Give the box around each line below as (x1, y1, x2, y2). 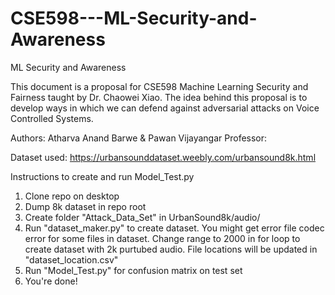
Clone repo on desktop (24, 190, 120, 202)
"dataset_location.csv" (24, 253, 119, 266)
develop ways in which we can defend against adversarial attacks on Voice (10, 102, 320, 114)
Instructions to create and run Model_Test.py (10, 170, 195, 182)
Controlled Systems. (10, 112, 94, 124)
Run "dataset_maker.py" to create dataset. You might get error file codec (24, 222, 325, 234)
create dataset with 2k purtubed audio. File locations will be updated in (24, 243, 318, 255)
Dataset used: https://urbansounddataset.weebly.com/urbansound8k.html (10, 151, 317, 163)
